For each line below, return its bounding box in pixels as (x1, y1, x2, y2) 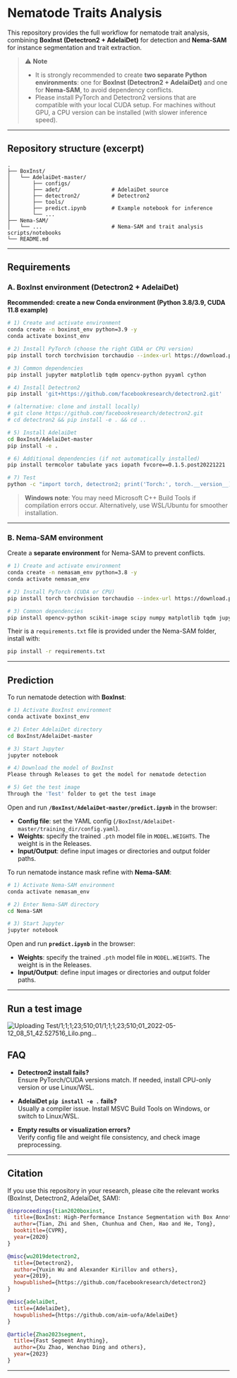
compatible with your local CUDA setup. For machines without (35, 100, 216, 109)
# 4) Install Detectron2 (7, 384, 80, 391)
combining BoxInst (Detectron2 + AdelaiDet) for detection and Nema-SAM (7, 35, 227, 44)
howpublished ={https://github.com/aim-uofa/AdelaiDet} (13, 1311, 178, 1319)
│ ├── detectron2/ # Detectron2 (7, 192, 150, 199)
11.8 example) (7, 306, 48, 315)
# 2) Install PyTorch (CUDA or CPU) (7, 588, 115, 596)
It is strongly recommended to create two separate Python (35, 71, 207, 79)
